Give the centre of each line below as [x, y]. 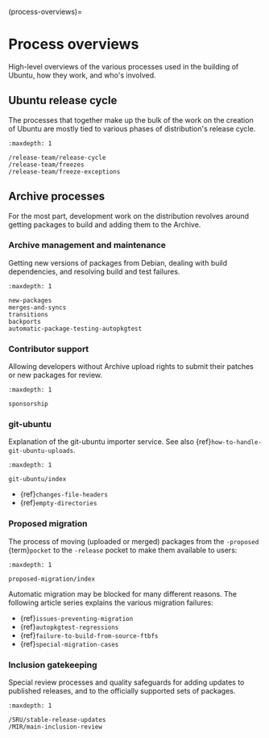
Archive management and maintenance [87, 245]
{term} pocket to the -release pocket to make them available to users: [123, 550]
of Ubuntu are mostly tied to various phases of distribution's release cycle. [132, 128]
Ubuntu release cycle [63, 101]
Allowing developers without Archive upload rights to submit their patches [131, 367]
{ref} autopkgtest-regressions [69, 627]
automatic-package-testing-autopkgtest [75, 329]
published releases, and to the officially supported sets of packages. [122, 691]
